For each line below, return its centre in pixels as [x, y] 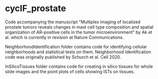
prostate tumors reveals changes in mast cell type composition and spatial [79, 27]
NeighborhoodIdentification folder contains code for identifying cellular [76, 47]
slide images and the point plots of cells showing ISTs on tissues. [70, 71]
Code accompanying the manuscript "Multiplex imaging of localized [73, 22]
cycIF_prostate [36, 8]
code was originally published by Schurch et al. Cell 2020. [63, 57]
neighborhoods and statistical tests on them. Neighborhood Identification [78, 52]
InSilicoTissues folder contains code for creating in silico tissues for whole [79, 66]
